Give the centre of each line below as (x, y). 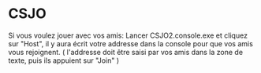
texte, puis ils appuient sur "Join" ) (64, 60)
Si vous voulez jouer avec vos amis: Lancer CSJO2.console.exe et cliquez (128, 35)
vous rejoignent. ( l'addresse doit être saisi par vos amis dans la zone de (125, 52)
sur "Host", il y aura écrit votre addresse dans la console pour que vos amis (131, 43)
